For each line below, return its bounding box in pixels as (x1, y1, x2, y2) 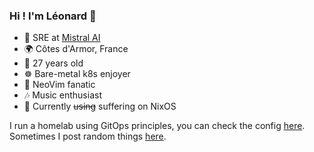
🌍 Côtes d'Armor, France (23, 43, 129, 55)
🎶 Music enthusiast (23, 89, 102, 101)
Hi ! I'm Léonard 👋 (9, 9, 97, 23)
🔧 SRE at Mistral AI (23, 32, 101, 44)
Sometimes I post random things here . (9, 130, 167, 143)
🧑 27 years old (23, 57, 84, 69)
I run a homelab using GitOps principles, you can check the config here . (9, 120, 306, 132)
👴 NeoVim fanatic (23, 79, 96, 91)
